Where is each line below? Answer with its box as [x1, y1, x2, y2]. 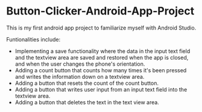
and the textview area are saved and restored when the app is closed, [14, 54, 189, 61]
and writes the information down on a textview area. [14, 73, 145, 80]
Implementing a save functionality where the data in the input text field [14, 47, 191, 55]
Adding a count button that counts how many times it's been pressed [14, 66, 187, 73]
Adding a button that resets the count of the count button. [14, 79, 159, 87]
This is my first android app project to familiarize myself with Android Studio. [6, 24, 197, 31]
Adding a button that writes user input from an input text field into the [14, 86, 188, 93]
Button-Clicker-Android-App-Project [6, 4, 195, 18]
